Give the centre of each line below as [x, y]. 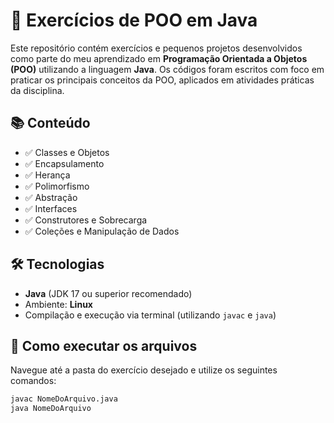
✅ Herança [47, 175]
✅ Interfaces [51, 208]
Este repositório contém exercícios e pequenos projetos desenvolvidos [156, 48]
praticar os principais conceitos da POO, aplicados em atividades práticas [162, 80]
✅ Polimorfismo [57, 186]
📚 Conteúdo [50, 123]
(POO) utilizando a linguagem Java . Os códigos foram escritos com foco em [167, 69]
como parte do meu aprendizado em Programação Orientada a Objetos [159, 58]
